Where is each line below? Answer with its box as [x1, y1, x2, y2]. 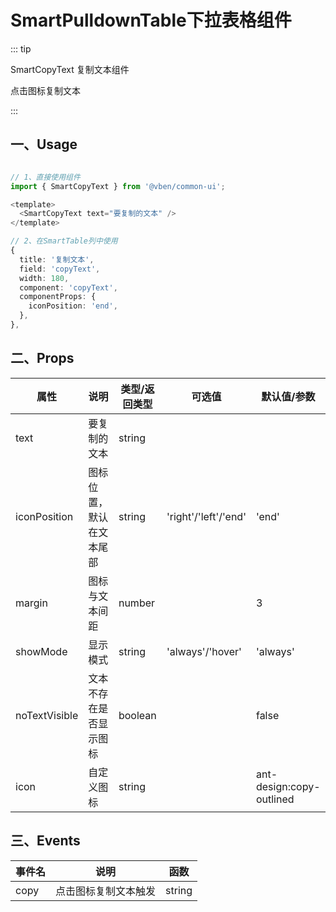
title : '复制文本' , [19, 254, 95, 265]
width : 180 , [19, 273, 70, 283]
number [118, 596, 156, 610]
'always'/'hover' [166, 644, 242, 658]
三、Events [10, 832, 81, 850]
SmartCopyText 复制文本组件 [10, 63, 130, 75]
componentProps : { [19, 292, 97, 302]
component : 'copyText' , [19, 282, 118, 293]
